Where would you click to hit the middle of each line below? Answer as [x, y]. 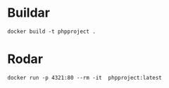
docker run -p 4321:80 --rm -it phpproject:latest [84, 78]
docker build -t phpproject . [52, 31]
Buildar [29, 13]
